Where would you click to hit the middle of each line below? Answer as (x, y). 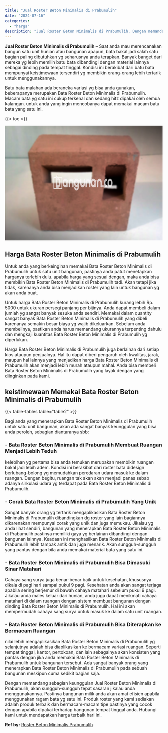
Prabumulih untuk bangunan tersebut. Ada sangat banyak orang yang (77, 663)
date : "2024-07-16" (25, 16)
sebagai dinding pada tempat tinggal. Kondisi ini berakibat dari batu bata (80, 68)
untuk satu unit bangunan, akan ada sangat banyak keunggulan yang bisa (81, 427)
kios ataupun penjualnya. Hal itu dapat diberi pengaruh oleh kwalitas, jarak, (82, 355)
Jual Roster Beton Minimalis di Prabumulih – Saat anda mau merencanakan (83, 46)
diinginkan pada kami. (28, 376)
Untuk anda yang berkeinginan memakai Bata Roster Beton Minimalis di (79, 266)
